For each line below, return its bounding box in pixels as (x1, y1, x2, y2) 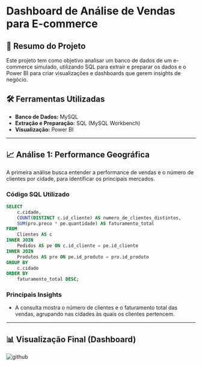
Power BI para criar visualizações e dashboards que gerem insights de (6, 70, 182, 76)
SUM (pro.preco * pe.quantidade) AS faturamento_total (17, 221, 155, 227)
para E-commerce (6, 17, 98, 31)
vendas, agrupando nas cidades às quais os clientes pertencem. (14, 311, 175, 318)
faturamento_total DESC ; (17, 276, 79, 282)
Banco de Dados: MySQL (14, 113, 78, 120)
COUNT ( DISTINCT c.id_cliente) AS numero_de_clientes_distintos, (17, 215, 182, 221)
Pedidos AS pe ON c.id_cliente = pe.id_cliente (17, 243, 138, 249)
